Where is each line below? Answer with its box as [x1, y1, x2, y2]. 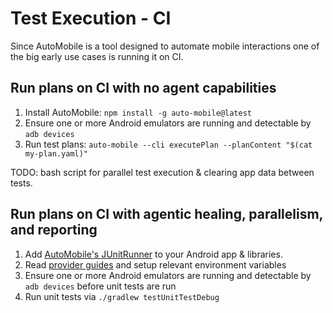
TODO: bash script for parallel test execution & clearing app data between [10, 166, 315, 178]
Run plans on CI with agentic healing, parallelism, [10, 206, 323, 223]
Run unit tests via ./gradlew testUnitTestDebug [24, 290, 220, 302]
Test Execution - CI [10, 7, 172, 30]
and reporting [10, 222, 98, 239]
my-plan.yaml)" [24, 148, 89, 159]
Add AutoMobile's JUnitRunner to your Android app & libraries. [24, 248, 283, 260]
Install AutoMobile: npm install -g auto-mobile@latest [24, 106, 252, 118]
